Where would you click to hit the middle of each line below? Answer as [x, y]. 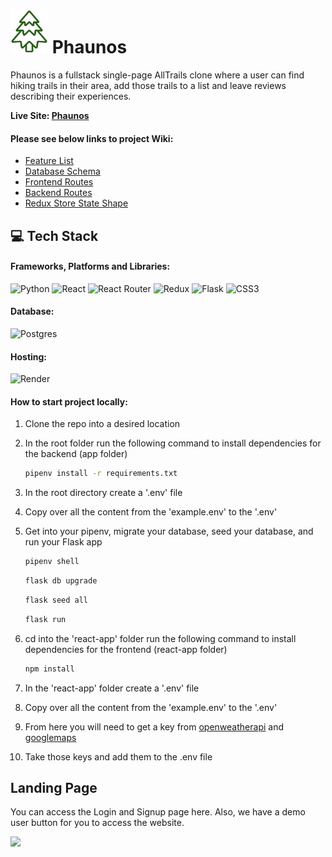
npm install [49, 669]
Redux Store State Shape [76, 203]
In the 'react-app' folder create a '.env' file [112, 688]
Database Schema [62, 171]
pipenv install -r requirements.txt [101, 474]
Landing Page [54, 787]
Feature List [49, 161]
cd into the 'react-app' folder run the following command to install [160, 638]
